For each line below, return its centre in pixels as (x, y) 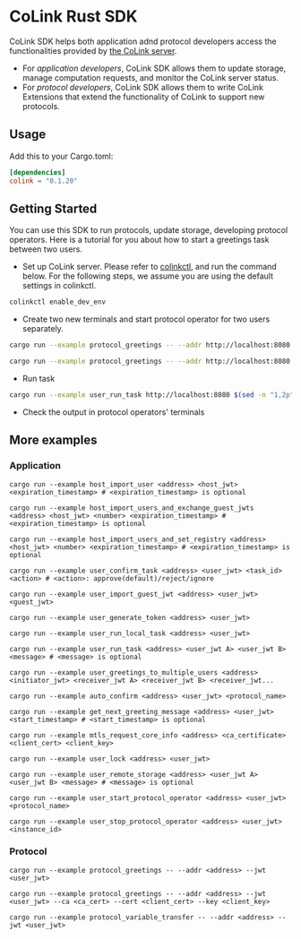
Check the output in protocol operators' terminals (113, 412)
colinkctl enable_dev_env (57, 302)
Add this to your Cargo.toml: (61, 156)
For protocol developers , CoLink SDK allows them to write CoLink (143, 87)
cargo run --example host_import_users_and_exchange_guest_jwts (132, 508)
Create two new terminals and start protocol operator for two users (146, 319)
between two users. (46, 249)
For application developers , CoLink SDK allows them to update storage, (154, 68)
